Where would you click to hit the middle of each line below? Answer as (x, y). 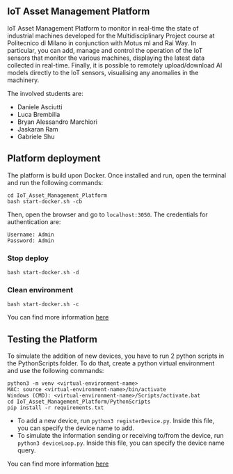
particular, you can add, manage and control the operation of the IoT (105, 50)
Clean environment (40, 290)
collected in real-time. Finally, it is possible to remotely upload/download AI (115, 65)
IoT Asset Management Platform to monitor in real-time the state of (103, 28)
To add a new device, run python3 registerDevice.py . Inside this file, (116, 421)
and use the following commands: (56, 371)
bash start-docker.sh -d (43, 272)
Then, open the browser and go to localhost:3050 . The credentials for (108, 214)
